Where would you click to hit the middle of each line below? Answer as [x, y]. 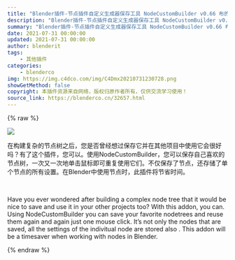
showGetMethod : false [39, 85]
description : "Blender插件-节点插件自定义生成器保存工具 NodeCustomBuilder [112, 20]
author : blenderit [34, 46]
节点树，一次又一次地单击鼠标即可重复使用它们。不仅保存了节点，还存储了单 [117, 163]
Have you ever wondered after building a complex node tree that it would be [117, 199]
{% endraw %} [29, 250]
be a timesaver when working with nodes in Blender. [83, 236]
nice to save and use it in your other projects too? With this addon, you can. [116, 207]
